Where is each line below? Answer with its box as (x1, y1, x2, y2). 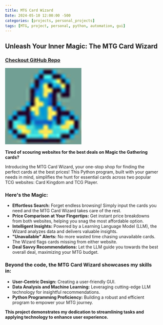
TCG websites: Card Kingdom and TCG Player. (5, 179, 99, 185)
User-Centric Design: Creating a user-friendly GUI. (12, 279, 116, 284)
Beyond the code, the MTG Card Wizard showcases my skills (5, 262, 152, 268)
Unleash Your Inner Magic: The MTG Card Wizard (5, 42, 158, 50)
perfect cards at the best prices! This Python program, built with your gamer (5, 169, 159, 175)
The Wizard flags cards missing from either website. (12, 239, 118, 245)
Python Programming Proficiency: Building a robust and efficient (12, 294, 144, 300)
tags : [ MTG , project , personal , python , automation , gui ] (5, 23, 125, 28)
